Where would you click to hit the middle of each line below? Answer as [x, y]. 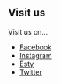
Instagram [35, 55]
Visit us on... [28, 31]
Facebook [35, 47]
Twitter [31, 72]
